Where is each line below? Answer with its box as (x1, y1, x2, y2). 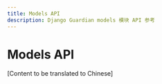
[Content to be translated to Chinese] (7, 69, 114, 78)
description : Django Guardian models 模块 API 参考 (7, 17, 156, 24)
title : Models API (7, 10, 60, 17)
